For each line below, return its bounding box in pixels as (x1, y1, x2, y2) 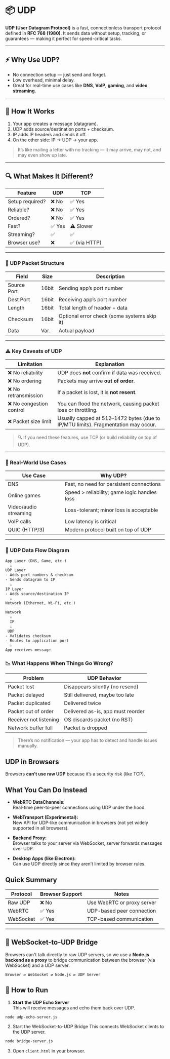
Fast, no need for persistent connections (65, 481, 161, 488)
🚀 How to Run (5, 986, 49, 995)
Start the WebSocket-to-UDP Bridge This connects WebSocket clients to (12, 1024, 164, 1030)
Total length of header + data (58, 304, 128, 311)
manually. (17, 743, 38, 749)
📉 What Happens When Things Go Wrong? (5, 660, 113, 667)
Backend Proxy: (12, 835, 47, 841)
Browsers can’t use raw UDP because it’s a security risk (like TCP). (5, 771, 145, 777)
